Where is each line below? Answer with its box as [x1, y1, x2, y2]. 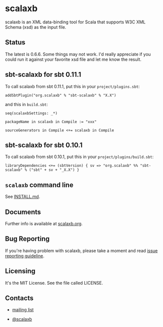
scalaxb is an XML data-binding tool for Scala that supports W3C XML [5, 19, 146, 25]
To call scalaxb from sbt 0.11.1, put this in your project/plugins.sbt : [5, 83, 140, 89]
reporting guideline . [5, 253, 45, 258]
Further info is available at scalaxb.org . [5, 221, 83, 226]
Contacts [5, 294, 34, 302]
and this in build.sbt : [5, 101, 48, 107]
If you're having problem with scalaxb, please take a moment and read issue [5, 248, 158, 254]
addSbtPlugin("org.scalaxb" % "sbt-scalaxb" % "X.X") [5, 93, 117, 98]
